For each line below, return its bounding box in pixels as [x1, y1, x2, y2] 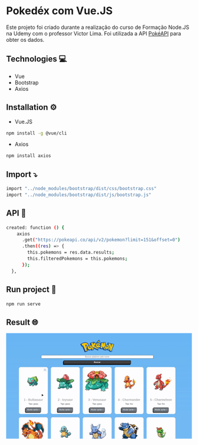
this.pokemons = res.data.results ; [27, 250, 115, 256]
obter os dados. [6, 36, 45, 43]
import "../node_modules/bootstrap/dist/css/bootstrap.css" [6, 186, 157, 192]
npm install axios [6, 153, 51, 159]
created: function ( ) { [6, 224, 65, 231]
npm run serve [6, 301, 41, 307]
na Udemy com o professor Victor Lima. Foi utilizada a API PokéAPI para [6, 30, 181, 37]
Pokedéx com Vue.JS [6, 4, 113, 18]
